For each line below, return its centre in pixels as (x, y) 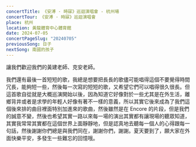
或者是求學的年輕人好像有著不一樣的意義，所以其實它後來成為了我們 (103, 101)
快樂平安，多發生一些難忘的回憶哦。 (54, 138)
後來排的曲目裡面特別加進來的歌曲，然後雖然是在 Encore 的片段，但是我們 (100, 108)
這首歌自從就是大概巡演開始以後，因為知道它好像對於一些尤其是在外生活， (95, 94)
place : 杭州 (20, 22)
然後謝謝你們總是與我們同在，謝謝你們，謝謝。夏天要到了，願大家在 (103, 131)
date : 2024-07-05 (27, 33)
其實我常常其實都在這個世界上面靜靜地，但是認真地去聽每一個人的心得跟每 (95, 123)
